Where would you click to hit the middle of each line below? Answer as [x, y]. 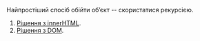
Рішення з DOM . [40, 30]
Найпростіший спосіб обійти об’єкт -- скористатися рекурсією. [100, 10]
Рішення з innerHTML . [49, 23]
